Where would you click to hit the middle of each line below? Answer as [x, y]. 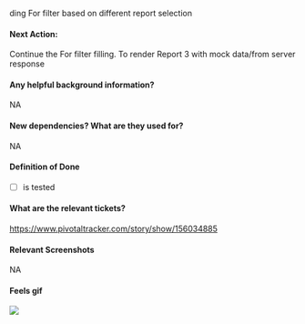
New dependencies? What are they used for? [97, 126]
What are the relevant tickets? [67, 208]
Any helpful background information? [82, 85]
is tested [39, 187]
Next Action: [34, 34]
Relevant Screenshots [52, 249]
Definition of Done [45, 167]
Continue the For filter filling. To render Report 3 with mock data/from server [152, 55]
